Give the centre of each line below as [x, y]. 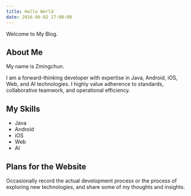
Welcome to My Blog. [32, 34]
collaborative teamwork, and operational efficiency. [68, 90]
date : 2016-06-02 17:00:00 [39, 17]
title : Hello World [30, 11]
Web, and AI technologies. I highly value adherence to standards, [85, 84]
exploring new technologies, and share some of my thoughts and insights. [95, 187]
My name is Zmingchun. [35, 67]
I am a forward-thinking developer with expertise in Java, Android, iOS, [92, 78]
